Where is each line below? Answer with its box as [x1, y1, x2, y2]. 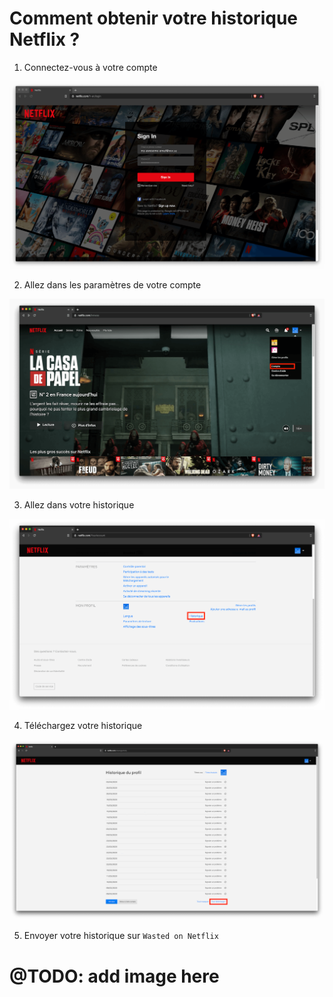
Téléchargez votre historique [23, 719, 143, 731]
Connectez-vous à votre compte [23, 61, 158, 73]
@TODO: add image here [9, 965, 220, 987]
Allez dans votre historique [23, 499, 135, 511]
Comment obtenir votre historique [9, 7, 298, 30]
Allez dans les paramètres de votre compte [23, 278, 202, 291]
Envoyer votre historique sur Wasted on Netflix [23, 930, 219, 942]
